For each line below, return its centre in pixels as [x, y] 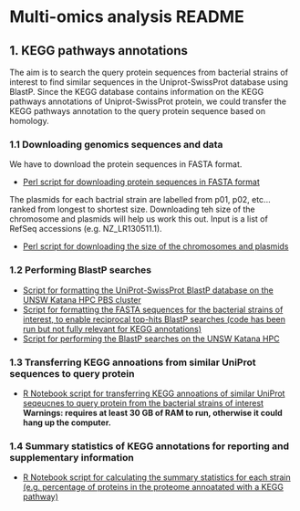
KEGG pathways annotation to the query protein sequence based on [138, 111]
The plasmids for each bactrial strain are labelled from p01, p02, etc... [140, 200]
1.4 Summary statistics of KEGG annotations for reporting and [150, 446]
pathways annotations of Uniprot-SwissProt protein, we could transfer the [148, 101]
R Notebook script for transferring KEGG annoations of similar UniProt [154, 393]
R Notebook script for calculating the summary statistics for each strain [156, 477]
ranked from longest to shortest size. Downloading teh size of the [132, 209]
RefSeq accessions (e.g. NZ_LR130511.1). [86, 229]
